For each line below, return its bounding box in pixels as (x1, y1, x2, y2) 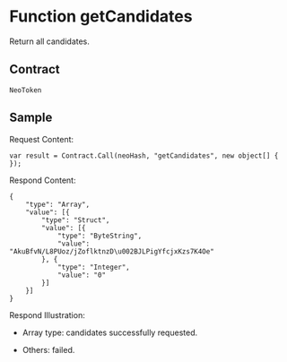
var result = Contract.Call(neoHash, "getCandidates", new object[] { (9, 151, 279, 160)
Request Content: (9, 134, 74, 144)
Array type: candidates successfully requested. (22, 327, 198, 338)
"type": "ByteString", (57, 231, 143, 240)
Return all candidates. (9, 36, 90, 47)
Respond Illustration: (9, 309, 85, 320)
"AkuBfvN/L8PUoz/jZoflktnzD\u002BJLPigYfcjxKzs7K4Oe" (9, 246, 215, 256)
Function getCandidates (9, 6, 193, 27)
